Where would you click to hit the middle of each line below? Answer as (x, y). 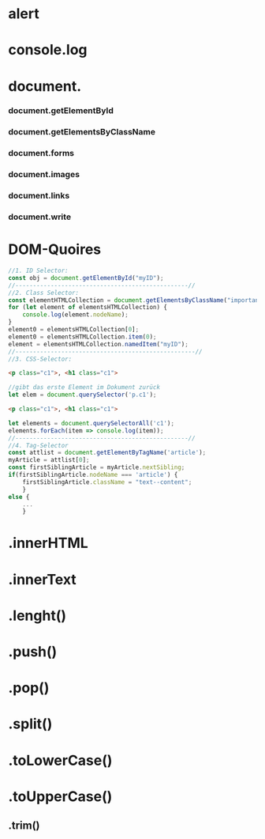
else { (19, 497)
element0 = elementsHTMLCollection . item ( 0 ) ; (82, 337)
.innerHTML (48, 543)
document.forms (41, 153)
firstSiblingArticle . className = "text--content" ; (107, 482)
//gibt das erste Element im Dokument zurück (84, 387)
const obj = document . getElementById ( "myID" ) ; (86, 278)
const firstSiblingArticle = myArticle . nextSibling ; (97, 467)
